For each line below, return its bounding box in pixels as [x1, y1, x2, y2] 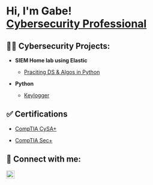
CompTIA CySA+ [14, 125, 57, 132]
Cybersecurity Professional [6, 17, 147, 31]
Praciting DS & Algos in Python [23, 68, 100, 76]
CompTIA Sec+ [14, 136, 53, 144]
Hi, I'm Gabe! [6, 4, 72, 18]
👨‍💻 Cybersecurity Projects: [6, 41, 110, 51]
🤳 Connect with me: [6, 154, 81, 165]
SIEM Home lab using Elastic [14, 57, 88, 64]
